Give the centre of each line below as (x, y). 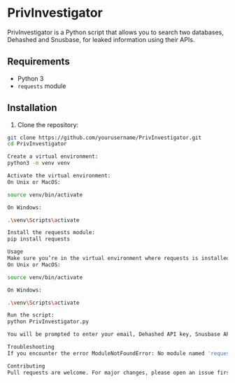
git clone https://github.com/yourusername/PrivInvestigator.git (104, 138)
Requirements (38, 62)
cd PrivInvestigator (37, 144)
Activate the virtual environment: (59, 176)
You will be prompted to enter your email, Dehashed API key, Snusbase (114, 334)
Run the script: (31, 315)
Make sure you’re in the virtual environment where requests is (103, 259)
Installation (32, 108)
